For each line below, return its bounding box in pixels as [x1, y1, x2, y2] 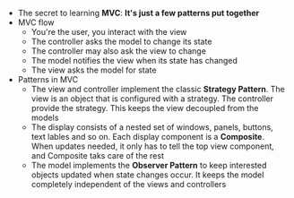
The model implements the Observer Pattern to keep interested [30, 160, 267, 170]
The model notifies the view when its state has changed [30, 56, 238, 65]
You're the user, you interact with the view [30, 27, 187, 37]
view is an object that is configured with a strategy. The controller [30, 93, 274, 104]
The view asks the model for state [30, 65, 157, 75]
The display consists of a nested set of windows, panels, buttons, [30, 122, 273, 133]
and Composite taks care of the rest [30, 151, 164, 160]
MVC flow [17, 17, 55, 28]
